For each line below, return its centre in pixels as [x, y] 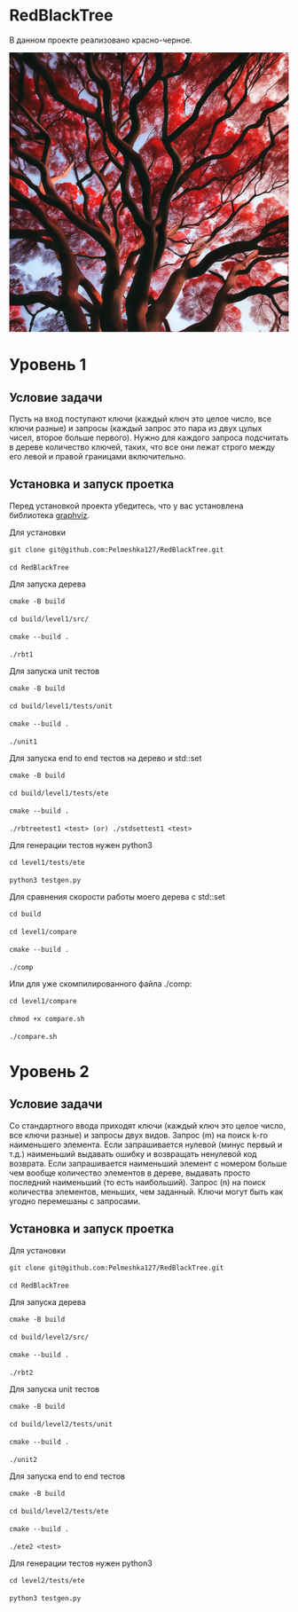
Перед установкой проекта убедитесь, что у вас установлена [126, 506]
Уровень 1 [48, 365]
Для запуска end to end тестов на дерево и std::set [106, 758]
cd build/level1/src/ [49, 619]
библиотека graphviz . [50, 515]
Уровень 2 [50, 1071]
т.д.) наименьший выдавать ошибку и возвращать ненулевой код [133, 1153]
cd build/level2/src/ [49, 1337]
